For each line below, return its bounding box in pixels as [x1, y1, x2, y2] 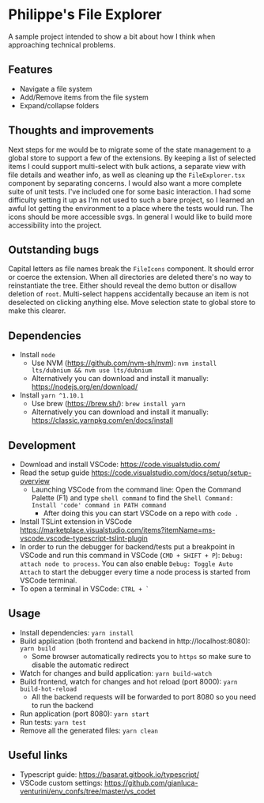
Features [8, 63, 53, 77]
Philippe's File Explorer [8, 6, 162, 24]
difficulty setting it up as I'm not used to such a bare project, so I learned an [8, 195, 255, 205]
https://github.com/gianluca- [104, 778, 198, 787]
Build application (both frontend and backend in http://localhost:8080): [19, 636, 251, 646]
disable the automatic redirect [31, 660, 129, 669]
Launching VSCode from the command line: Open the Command [31, 484, 242, 494]
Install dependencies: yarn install [19, 628, 134, 637]
